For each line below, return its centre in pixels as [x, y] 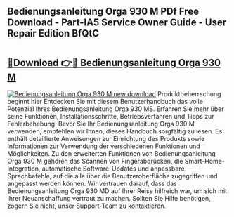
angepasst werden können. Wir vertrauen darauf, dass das [92, 183]
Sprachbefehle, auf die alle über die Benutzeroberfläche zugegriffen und [112, 176]
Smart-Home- [204, 161]
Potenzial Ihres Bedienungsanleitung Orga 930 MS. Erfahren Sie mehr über [116, 109]
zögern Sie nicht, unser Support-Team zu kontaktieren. [87, 206]
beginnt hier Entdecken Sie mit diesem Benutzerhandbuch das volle [105, 101]
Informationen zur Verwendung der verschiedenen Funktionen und [104, 146]
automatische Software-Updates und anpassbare [113, 169]
